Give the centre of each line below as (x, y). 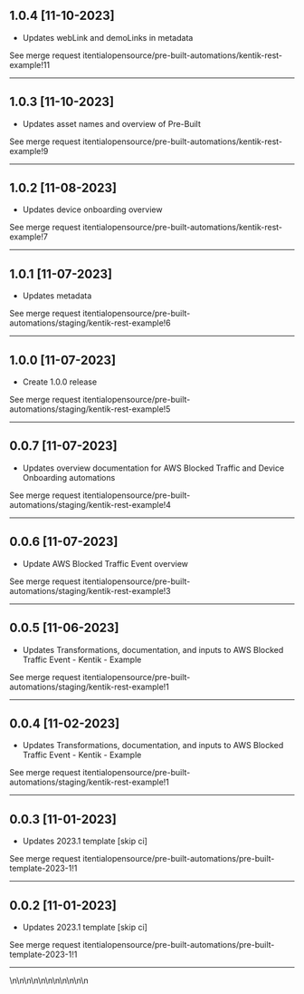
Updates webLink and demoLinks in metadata (108, 37)
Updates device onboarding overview (92, 210)
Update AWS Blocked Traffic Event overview (105, 563)
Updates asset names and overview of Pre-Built (112, 123)
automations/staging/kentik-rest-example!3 (90, 590)
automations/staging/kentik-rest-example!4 (90, 504)
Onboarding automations (69, 477)
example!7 (28, 237)
